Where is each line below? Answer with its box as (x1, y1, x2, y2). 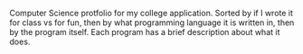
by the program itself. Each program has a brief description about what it (9, 27, 280, 37)
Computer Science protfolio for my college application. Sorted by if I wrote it (9, 8, 294, 18)
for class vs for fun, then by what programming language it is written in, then (9, 17, 295, 28)
